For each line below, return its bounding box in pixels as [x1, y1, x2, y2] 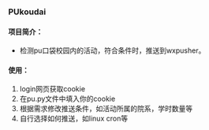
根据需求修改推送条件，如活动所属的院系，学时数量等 [19, 104, 193, 113]
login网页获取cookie [19, 84, 85, 94]
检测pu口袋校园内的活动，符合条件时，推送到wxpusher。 [19, 46, 206, 55]
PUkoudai [8, 6, 47, 17]
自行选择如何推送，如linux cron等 [19, 113, 129, 124]
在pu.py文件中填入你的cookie [19, 94, 116, 104]
